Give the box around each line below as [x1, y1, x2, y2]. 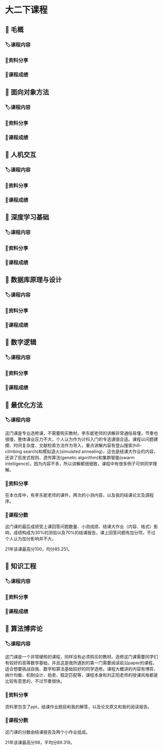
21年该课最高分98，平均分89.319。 [5, 739, 75, 745]
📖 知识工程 [5, 562, 36, 570]
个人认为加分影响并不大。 [5, 536, 56, 542]
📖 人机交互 [5, 150, 36, 159]
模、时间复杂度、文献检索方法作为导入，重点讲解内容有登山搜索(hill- [5, 442, 142, 448]
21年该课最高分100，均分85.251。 [5, 546, 72, 552]
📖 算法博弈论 [5, 624, 43, 632]
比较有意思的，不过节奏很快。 [5, 678, 65, 684]
